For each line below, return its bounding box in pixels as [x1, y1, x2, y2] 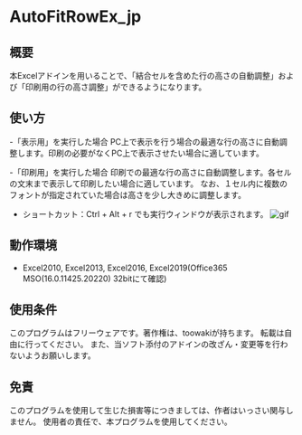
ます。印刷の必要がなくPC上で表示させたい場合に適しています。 [24, 147, 264, 158]
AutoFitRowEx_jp [9, 6, 142, 27]
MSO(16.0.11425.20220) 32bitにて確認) [22, 273, 167, 284]
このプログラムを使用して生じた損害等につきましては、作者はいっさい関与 [9, 405, 287, 416]
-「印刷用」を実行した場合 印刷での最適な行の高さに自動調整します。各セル [9, 166, 292, 177]
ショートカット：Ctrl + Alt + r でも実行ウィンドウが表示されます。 [22, 208, 269, 219]
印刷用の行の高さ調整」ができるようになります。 [24, 81, 207, 92]
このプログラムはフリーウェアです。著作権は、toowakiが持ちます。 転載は [9, 327, 285, 338]
